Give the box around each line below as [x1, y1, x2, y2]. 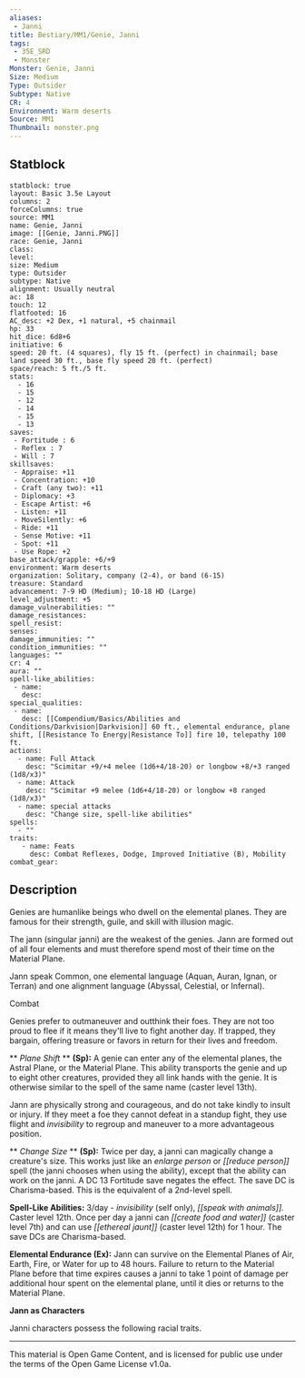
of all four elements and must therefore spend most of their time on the [9, 943, 275, 954]
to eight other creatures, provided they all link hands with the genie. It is [9, 1071, 278, 1082]
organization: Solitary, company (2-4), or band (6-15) [9, 570, 225, 580]
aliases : [9, 13, 43, 23]
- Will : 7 [13, 451, 54, 460]
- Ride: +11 [13, 523, 59, 532]
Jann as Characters [9, 1304, 85, 1315]
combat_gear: [9, 857, 59, 867]
